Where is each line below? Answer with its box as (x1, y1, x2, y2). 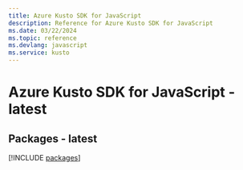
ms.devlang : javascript (8, 42, 88, 49)
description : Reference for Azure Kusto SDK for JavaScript (8, 19, 214, 27)
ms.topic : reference (8, 34, 78, 42)
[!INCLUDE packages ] (8, 153, 81, 162)
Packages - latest (8, 132, 98, 145)
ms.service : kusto (8, 49, 70, 57)
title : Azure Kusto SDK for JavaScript (8, 11, 142, 20)
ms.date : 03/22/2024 (8, 26, 78, 34)
